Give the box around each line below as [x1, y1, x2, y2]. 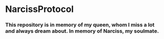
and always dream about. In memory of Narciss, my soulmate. [5, 27, 159, 34]
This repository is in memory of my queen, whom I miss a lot [5, 21, 154, 28]
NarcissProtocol [5, 3, 74, 15]
